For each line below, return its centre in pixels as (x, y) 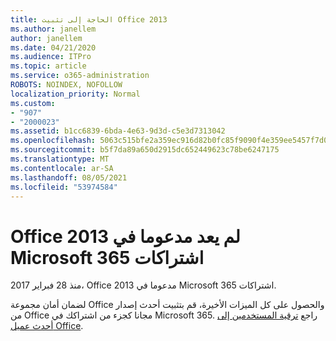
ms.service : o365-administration (80, 76)
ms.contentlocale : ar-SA (62, 168)
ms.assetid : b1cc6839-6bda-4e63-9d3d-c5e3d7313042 (118, 131)
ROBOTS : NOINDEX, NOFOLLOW (66, 85)
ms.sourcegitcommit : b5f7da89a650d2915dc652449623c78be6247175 (145, 150)
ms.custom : (33, 103)
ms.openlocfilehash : (53, 141)
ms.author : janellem (53, 29)
